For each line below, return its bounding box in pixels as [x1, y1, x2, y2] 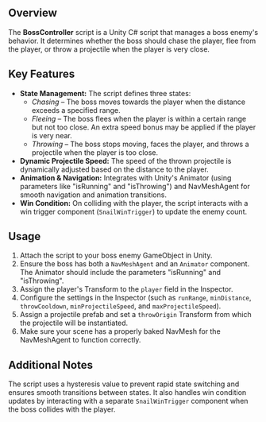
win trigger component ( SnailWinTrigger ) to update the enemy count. [19, 207, 248, 216]
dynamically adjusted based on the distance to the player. [19, 165, 209, 174]
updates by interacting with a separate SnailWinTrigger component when [8, 397, 249, 406]
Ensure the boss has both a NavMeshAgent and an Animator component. [19, 259, 250, 269]
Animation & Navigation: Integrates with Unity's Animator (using [19, 172, 232, 182]
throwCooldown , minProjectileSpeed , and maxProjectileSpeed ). [19, 301, 222, 311]
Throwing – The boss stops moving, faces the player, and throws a [31, 139, 249, 149]
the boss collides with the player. [8, 405, 116, 414]
